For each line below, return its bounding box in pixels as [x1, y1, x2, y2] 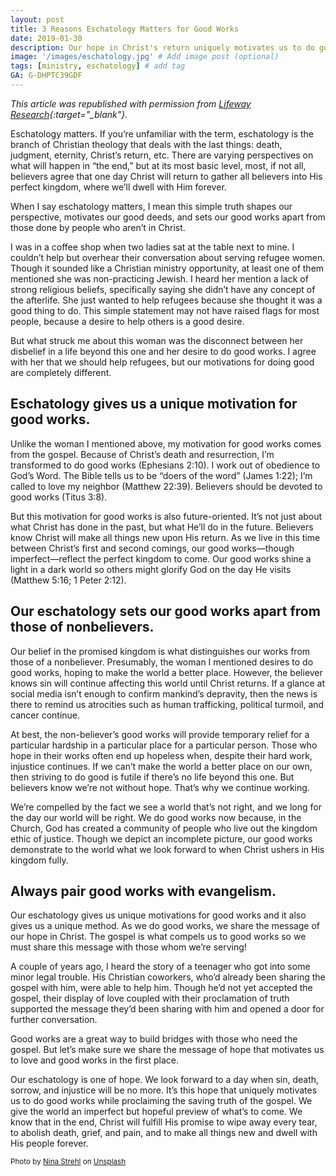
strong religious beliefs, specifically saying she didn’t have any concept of [10, 283, 316, 295]
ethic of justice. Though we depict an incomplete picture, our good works [10, 832, 313, 845]
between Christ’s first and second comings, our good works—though [10, 542, 295, 554]
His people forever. [10, 1137, 89, 1150]
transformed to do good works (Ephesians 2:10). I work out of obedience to [10, 459, 321, 471]
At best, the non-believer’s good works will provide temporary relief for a [10, 728, 310, 740]
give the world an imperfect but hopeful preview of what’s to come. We [10, 1106, 303, 1118]
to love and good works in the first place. [10, 1054, 179, 1066]
